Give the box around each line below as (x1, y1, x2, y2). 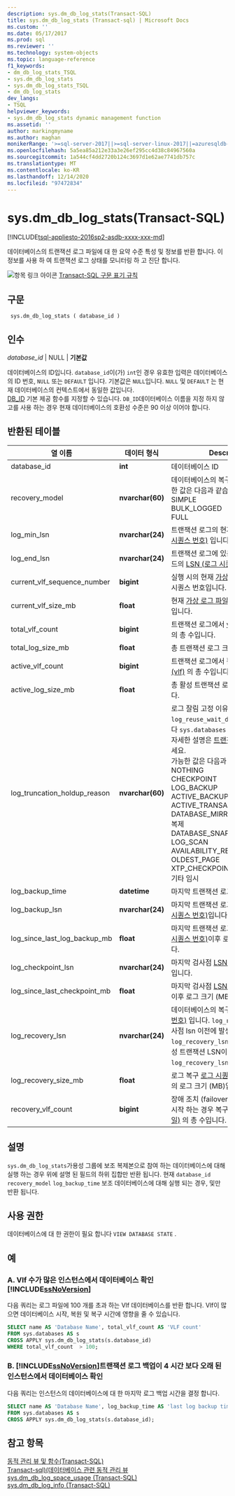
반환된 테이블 (7, 425, 61, 438)
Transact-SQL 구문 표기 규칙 (58, 271, 138, 280)
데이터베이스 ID (171, 462, 219, 472)
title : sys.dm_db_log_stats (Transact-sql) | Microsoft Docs (7, 17, 190, 24)
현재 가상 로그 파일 (171, 596, 229, 605)
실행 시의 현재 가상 (171, 572, 229, 582)
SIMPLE (171, 495, 197, 505)
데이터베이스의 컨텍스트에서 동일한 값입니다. (14, 385, 135, 394)
